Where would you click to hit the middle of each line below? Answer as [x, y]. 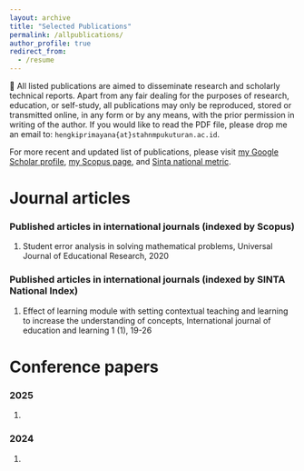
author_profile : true [50, 43]
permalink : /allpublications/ [67, 35]
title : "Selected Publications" [70, 26]
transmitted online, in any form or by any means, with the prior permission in [152, 115]
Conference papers [84, 367]
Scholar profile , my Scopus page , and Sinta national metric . [120, 161]
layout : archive [40, 18]
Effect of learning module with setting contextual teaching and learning [155, 311]
